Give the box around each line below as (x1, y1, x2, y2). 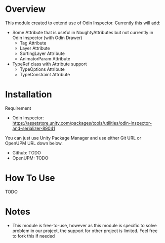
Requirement (5, 105, 31, 111)
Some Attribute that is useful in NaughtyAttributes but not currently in (12, 29, 154, 35)
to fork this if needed (12, 233, 55, 239)
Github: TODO (12, 149, 41, 155)
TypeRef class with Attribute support (12, 61, 87, 67)
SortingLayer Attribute (19, 50, 65, 56)
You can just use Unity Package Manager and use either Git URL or (5, 135, 142, 141)
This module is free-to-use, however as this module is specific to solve (12, 222, 157, 228)
